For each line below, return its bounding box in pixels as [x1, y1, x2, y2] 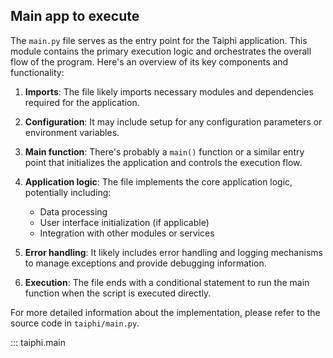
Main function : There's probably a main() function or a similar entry [24, 145, 305, 158]
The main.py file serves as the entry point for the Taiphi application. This [10, 34, 308, 46]
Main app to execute [10, 8, 140, 25]
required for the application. [24, 96, 140, 108]
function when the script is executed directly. [24, 287, 212, 299]
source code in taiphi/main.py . [10, 317, 140, 329]
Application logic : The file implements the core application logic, [24, 175, 293, 188]
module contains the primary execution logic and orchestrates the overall [10, 45, 312, 57]
